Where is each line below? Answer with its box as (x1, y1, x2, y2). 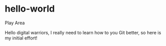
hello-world (5, 3, 55, 15)
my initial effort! (5, 35, 38, 41)
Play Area (5, 20, 25, 26)
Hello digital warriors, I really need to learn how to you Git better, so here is (5, 29, 161, 35)
